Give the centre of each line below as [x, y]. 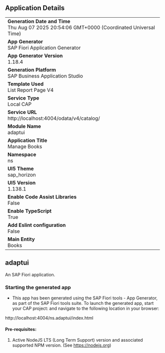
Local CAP [20, 104]
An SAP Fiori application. [30, 274]
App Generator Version [35, 55]
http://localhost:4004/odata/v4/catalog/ [54, 118]
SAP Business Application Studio [45, 76]
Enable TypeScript [29, 211]
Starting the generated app [38, 287]
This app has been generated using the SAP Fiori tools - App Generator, [85, 298]
